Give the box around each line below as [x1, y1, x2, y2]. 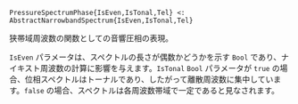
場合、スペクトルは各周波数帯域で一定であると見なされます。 [54, 85, 279, 95]
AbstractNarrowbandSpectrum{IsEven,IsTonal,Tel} [9, 16, 194, 25]
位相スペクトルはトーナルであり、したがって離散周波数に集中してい [24, 74, 274, 84]
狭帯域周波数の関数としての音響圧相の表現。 [9, 33, 174, 44]
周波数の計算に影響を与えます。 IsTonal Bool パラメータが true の [39, 63, 280, 73]
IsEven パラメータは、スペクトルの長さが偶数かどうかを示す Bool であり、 [9, 52, 282, 62]
